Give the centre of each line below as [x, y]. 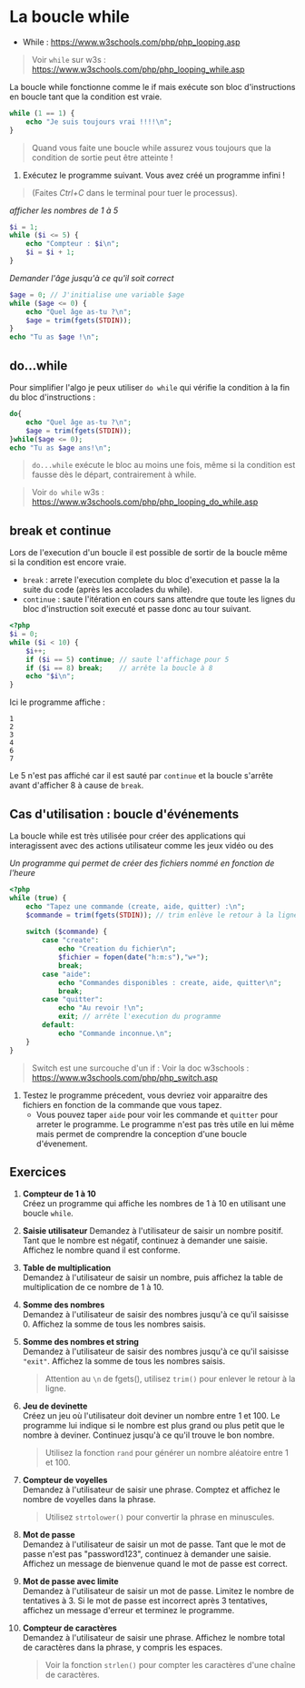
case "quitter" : [73, 1000]
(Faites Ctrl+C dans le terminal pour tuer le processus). [134, 192]
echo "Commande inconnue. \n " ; [115, 1033]
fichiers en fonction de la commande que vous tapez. [122, 1104]
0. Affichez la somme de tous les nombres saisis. [114, 1324]
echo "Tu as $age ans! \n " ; [60, 448]
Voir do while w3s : [68, 493]
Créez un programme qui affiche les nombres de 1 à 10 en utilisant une [154, 1204]
